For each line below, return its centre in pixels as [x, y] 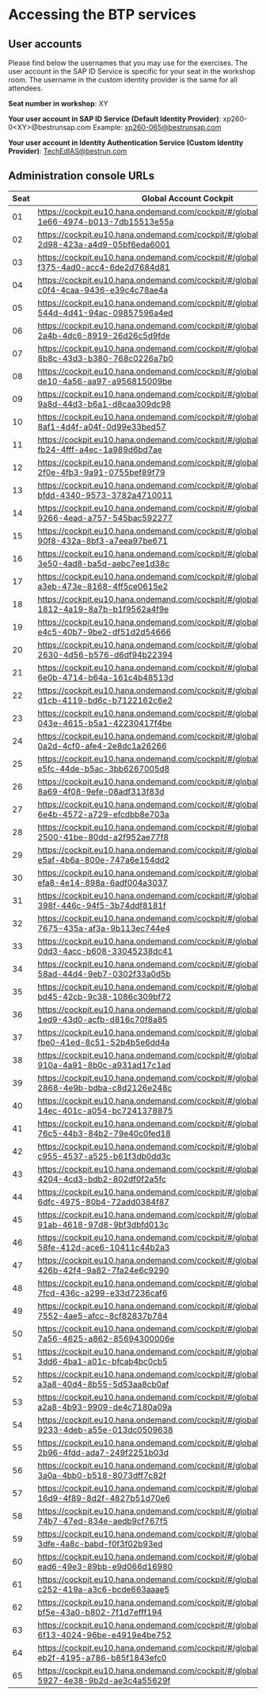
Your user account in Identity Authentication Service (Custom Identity [126, 143]
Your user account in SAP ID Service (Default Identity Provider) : [115, 119]
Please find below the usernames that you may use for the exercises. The [128, 63]
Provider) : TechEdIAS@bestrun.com [68, 151]
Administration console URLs [82, 176]
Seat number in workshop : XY [58, 103]
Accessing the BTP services [102, 15]
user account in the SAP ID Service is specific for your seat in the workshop [132, 71]
